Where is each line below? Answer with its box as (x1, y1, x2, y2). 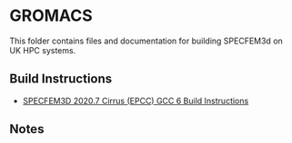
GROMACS (9, 5, 93, 26)
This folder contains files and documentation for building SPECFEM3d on (9, 35, 284, 46)
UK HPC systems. (9, 44, 76, 55)
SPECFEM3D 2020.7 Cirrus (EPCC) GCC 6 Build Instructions (22, 95, 249, 106)
